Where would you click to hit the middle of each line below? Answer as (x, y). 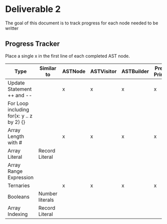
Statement (20, 89)
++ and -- (20, 95)
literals (46, 200)
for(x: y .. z (20, 115)
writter (12, 28)
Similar (48, 68)
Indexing (18, 214)
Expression (21, 177)
